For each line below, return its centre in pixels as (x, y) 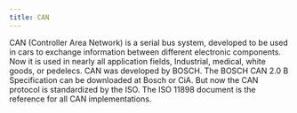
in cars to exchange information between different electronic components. (145, 52)
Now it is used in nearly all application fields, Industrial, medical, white (138, 61)
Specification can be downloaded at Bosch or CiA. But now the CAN (134, 79)
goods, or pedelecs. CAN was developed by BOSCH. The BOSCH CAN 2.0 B (149, 71)
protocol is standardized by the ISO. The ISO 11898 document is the (132, 89)
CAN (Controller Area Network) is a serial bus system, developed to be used (149, 42)
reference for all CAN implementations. (80, 99)
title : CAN (29, 17)
